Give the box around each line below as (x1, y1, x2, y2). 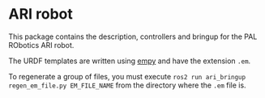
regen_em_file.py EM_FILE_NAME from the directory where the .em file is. (8, 80, 246, 90)
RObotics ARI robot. (8, 40, 75, 49)
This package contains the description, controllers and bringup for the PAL (8, 32, 258, 41)
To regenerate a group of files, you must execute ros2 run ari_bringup (8, 71, 246, 81)
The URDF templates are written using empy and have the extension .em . (8, 56, 251, 66)
